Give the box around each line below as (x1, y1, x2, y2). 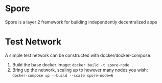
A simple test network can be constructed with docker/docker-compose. (5, 52, 152, 58)
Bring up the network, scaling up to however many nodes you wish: (12, 67, 148, 73)
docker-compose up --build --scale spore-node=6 (12, 73, 114, 78)
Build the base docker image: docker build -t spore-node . (12, 62, 134, 67)
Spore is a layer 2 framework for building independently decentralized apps (5, 19, 158, 25)
